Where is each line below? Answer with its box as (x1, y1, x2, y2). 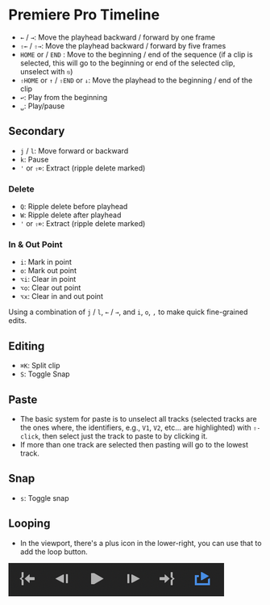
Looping (8, 517, 51, 531)
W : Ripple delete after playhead (19, 210, 122, 220)
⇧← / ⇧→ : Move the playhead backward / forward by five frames (19, 40, 226, 50)
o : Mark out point (19, 266, 77, 275)
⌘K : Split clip (19, 361, 60, 371)
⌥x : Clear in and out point (19, 292, 103, 301)
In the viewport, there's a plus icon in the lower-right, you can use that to (19, 538, 262, 548)
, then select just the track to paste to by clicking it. (38, 431, 208, 441)
